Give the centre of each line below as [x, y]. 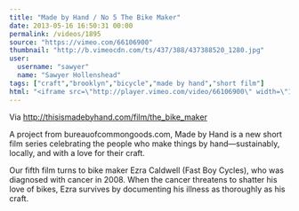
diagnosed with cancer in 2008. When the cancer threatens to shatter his [143, 179]
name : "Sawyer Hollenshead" [69, 75]
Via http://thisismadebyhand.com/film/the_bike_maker [108, 117]
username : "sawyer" [53, 67]
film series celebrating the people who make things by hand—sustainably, [145, 144]
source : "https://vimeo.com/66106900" [81, 42]
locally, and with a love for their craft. [77, 152]
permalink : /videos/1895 [55, 34]
